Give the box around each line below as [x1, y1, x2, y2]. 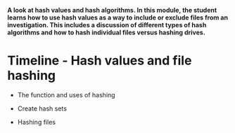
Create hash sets [17, 104, 67, 113]
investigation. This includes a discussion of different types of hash [7, 21, 207, 29]
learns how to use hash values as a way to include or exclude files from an [7, 13, 229, 22]
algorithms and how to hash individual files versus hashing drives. [7, 28, 205, 36]
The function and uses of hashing [17, 90, 115, 99]
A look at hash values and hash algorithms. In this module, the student [7, 6, 217, 14]
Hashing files [17, 118, 56, 126]
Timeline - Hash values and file [7, 52, 192, 69]
